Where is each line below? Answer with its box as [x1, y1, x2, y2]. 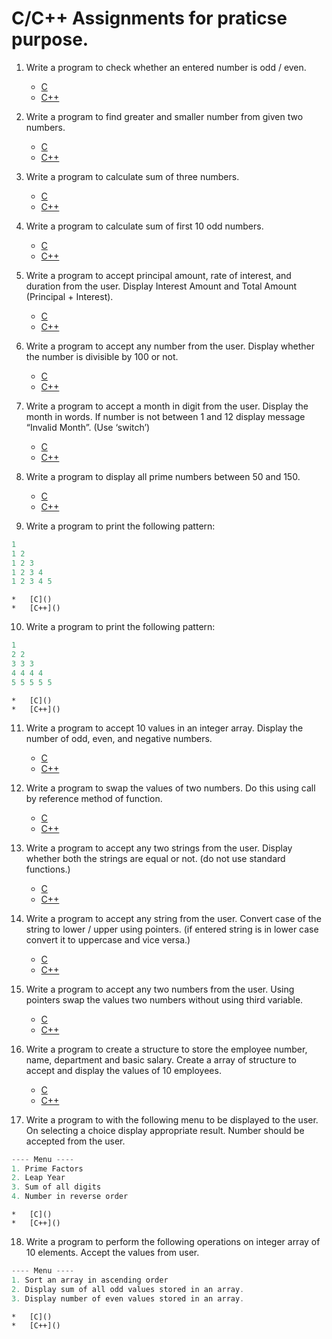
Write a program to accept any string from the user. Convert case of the [25, 912, 322, 924]
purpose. [11, 28, 89, 51]
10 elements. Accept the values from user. [25, 1247, 200, 1259]
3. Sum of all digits [11, 1182, 102, 1192]
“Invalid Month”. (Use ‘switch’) [25, 421, 151, 433]
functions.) [25, 863, 71, 875]
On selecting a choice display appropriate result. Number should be [25, 1124, 305, 1136]
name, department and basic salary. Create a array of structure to [25, 1053, 297, 1066]
